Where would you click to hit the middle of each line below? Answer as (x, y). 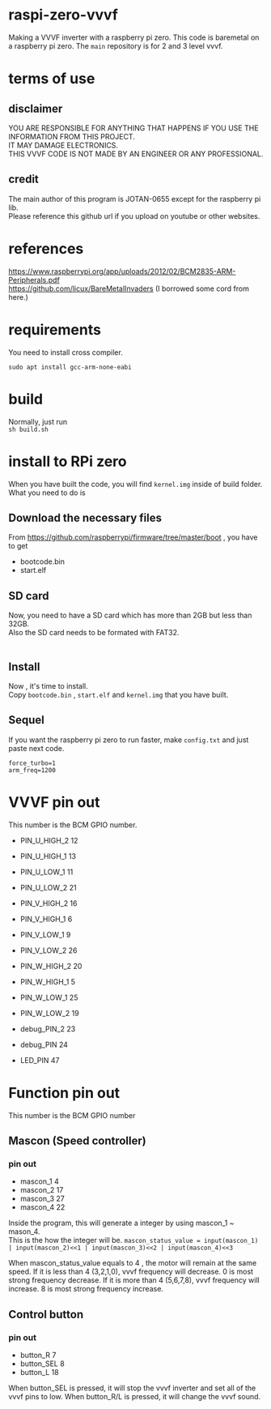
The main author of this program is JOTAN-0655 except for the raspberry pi (135, 199)
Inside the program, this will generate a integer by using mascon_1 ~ (121, 1223)
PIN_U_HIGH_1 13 (48, 856)
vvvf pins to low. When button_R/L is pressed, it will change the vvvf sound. (135, 1396)
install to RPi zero (68, 461)
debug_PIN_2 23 (48, 1029)
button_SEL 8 (42, 1364)
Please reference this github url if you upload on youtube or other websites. (134, 216)
